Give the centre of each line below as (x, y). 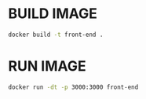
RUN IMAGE (47, 66)
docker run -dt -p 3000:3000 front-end (73, 87)
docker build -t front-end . (56, 35)
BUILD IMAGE (53, 14)
